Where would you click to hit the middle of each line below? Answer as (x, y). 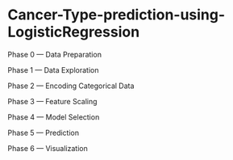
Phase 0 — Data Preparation (55, 54)
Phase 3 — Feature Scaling (52, 101)
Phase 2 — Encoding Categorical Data (71, 86)
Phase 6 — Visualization (48, 148)
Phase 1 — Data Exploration (53, 69)
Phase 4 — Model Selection (54, 117)
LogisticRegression (74, 32)
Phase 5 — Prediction (44, 133)
